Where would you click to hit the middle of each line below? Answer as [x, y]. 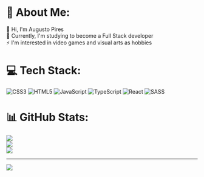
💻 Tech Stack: [44, 71]
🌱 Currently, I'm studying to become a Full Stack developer [80, 35]
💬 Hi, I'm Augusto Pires [35, 29]
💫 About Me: [38, 12]
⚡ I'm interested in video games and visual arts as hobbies [79, 43]
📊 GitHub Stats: [48, 117]
